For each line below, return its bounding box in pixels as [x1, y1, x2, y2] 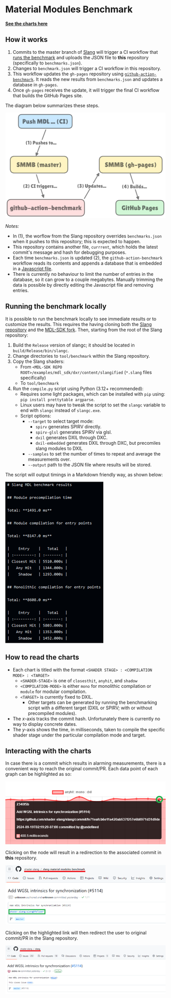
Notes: [5, 223, 19, 229]
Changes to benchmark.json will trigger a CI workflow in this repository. [12, 65, 161, 71]
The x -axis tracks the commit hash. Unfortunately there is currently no [12, 715, 160, 722]
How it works [5, 35, 48, 44]
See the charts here [5, 20, 48, 27]
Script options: [20, 413, 51, 419]
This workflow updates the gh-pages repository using [12, 71, 124, 77]
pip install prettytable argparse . [20, 396, 95, 402]
